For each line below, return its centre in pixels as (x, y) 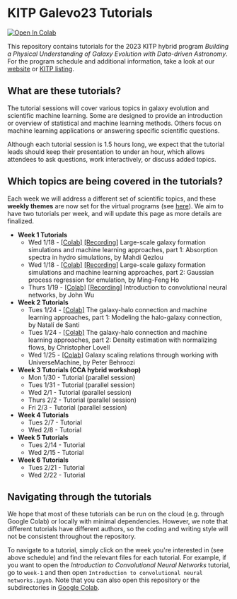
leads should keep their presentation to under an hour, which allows (106, 152)
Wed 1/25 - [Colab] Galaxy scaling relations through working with (123, 355)
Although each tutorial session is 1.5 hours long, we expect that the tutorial (116, 144)
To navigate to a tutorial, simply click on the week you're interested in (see (116, 550)
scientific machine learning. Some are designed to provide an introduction (115, 115)
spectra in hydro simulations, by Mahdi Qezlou (96, 257)
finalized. (21, 221)
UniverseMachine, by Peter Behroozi (82, 362)
